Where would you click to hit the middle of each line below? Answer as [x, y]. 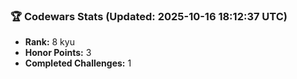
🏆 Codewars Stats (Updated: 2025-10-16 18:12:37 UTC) [149, 16]
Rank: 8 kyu [49, 42]
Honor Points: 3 [58, 53]
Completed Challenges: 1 [78, 63]
